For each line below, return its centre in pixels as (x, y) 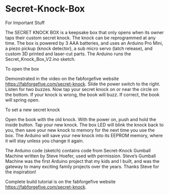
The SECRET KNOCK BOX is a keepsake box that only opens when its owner (84, 32)
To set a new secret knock (33, 110)
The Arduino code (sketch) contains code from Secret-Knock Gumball (78, 150)
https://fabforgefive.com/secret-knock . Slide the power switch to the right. (83, 84)
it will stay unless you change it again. (45, 141)
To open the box (22, 69)
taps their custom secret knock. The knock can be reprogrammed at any (80, 38)
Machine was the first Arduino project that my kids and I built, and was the (82, 161)
